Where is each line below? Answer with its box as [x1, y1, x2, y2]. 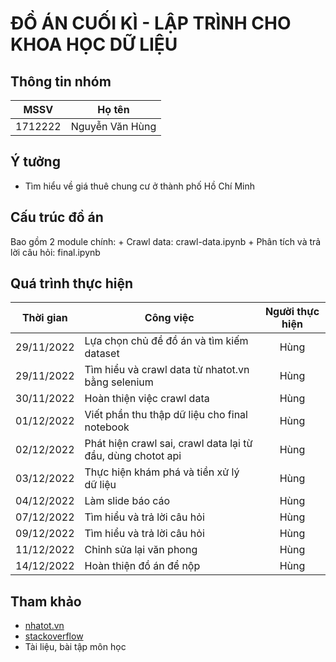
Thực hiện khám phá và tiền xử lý [84, 465, 240, 479]
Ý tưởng [10, 153, 61, 171]
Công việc [144, 311, 195, 325]
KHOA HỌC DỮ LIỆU [10, 33, 178, 56]
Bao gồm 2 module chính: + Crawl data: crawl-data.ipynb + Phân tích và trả [10, 235, 322, 247]
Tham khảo [10, 593, 82, 610]
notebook [84, 420, 130, 434]
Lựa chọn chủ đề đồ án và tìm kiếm [84, 334, 249, 348]
